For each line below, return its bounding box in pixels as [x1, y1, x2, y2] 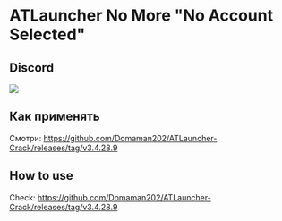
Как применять [9, 109, 100, 124]
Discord [9, 60, 55, 75]
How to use [9, 168, 73, 183]
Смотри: [9, 132, 42, 143]
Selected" [9, 24, 86, 45]
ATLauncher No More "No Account [9, 5, 274, 26]
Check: [9, 191, 36, 202]
